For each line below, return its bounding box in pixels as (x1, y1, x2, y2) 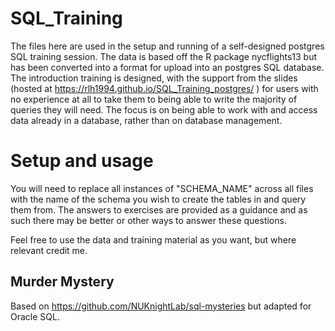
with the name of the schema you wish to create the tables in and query (10, 193, 307, 205)
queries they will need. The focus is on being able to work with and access (10, 103, 318, 116)
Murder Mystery (10, 273, 115, 291)
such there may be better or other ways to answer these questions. (10, 214, 287, 226)
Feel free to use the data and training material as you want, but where (10, 233, 297, 246)
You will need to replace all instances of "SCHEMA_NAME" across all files (10, 182, 314, 194)
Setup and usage (10, 150, 154, 172)
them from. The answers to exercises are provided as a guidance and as (10, 203, 308, 216)
